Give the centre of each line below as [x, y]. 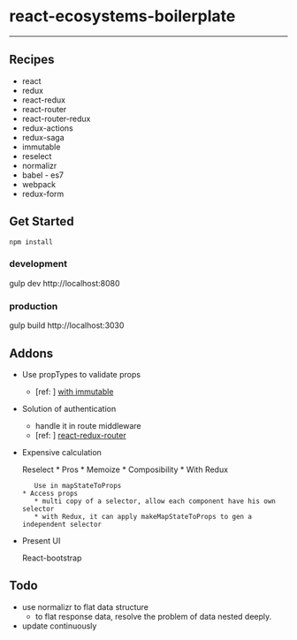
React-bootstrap [52, 558]
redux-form [43, 194]
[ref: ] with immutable [74, 392]
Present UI [41, 540]
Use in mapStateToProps [78, 485]
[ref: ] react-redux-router [80, 435]
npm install [31, 242]
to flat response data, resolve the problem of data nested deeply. [153, 616]
